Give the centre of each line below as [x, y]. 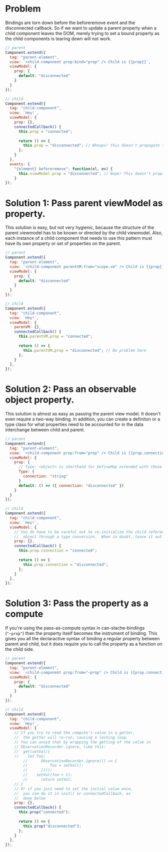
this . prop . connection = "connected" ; [58, 551]
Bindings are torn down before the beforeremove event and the [70, 23]
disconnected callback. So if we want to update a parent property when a [81, 28]
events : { [20, 164]
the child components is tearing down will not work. [58, 39]
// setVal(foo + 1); [48, 775]
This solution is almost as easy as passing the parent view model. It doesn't [83, 414]
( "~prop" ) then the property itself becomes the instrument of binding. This [81, 633]
